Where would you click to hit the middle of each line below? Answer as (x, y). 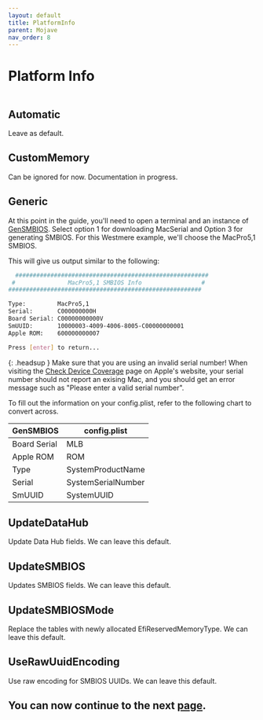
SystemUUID (90, 494)
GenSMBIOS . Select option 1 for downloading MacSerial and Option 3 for (126, 229)
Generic (28, 202)
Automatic (35, 114)
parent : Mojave (33, 30)
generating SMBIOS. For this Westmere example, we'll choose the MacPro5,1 (132, 237)
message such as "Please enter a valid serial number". (96, 388)
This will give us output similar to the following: (84, 261)
